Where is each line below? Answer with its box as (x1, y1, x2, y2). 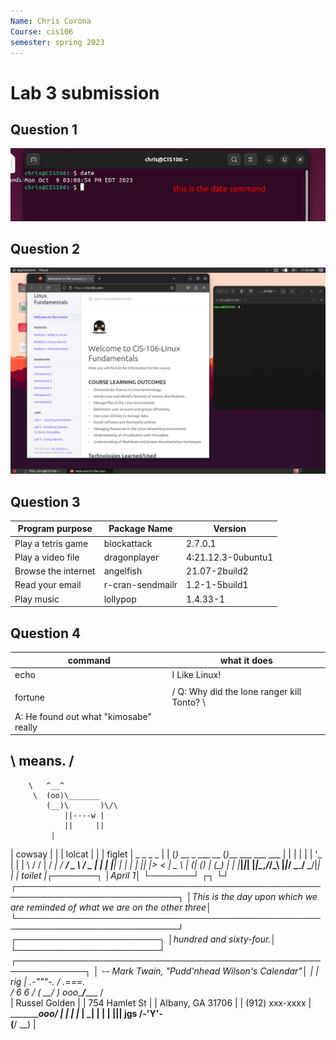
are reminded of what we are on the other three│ (10, 901, 212, 913)
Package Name (108, 523, 173, 535)
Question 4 (10, 625, 82, 642)
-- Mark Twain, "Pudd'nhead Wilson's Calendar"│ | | (101, 965, 319, 977)
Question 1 (10, 121, 78, 138)
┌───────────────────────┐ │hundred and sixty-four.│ (10, 933, 277, 945)
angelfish (103, 565, 143, 577)
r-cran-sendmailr (103, 579, 178, 591)
